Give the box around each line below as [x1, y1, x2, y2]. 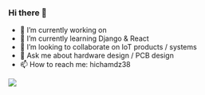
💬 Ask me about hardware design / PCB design [19, 51, 174, 61]
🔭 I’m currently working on [19, 26, 107, 35]
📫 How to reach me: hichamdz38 [19, 60, 132, 69]
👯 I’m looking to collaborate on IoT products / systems [19, 42, 197, 52]
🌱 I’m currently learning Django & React [19, 34, 149, 43]
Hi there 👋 [8, 7, 48, 18]
